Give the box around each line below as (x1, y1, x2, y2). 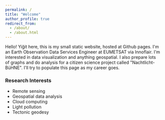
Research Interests (5, 77, 52, 84)
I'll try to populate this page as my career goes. (24, 65, 120, 71)
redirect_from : (5, 21, 37, 26)
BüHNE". (5, 65, 23, 71)
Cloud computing (12, 99, 48, 105)
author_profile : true (5, 16, 50, 21)
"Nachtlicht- (130, 60, 155, 65)
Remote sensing (12, 88, 45, 94)
